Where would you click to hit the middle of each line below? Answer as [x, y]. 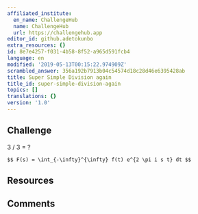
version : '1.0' [29, 103]
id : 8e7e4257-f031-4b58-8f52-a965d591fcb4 [69, 52]
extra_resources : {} [37, 45]
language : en [26, 58]
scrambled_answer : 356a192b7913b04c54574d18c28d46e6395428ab [96, 71]
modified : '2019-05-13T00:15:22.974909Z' [67, 64]
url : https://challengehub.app [58, 33]
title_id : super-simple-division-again [64, 84]
